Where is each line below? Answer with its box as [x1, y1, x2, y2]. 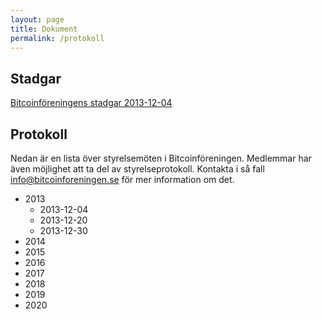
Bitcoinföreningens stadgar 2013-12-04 [10, 97, 173, 109]
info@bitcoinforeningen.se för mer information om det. [10, 174, 235, 185]
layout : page [10, 14, 65, 25]
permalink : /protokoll [10, 33, 105, 43]
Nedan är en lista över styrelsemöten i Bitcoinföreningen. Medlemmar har [10, 152, 312, 164]
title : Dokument [10, 24, 78, 34]
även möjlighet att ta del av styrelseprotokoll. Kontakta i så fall [10, 163, 265, 175]
